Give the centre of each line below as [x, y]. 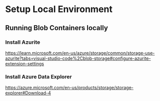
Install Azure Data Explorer [38, 76]
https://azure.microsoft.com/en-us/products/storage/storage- [69, 88]
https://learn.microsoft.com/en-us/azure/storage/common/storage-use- [80, 53]
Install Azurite [23, 42]
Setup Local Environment [59, 9]
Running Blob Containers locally [57, 28]
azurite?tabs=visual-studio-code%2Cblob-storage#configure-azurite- [78, 58]
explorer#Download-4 [28, 93]
